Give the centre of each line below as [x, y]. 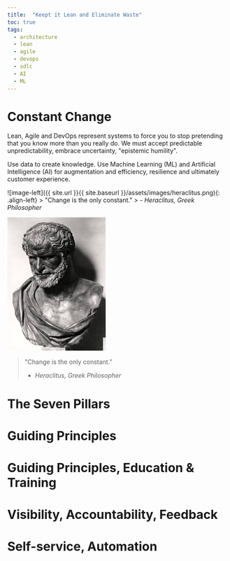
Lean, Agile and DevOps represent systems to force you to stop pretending [115, 136]
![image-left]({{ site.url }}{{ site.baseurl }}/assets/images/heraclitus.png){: [114, 193]
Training [32, 483]
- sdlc [23, 66]
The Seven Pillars [59, 404]
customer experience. [39, 179]
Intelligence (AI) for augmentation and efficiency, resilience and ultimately [113, 172]
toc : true [22, 22]
